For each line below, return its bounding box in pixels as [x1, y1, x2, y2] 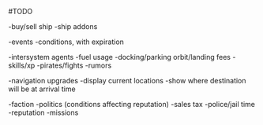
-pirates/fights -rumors [36, 61, 112, 70]
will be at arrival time [8, 84, 77, 94]
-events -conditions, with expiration [8, 37, 125, 46]
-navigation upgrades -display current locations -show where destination [8, 76, 246, 85]
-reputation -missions [8, 108, 79, 117]
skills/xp [8, 61, 36, 70]
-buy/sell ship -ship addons [8, 22, 98, 31]
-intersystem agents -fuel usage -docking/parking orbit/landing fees [8, 53, 231, 61]
